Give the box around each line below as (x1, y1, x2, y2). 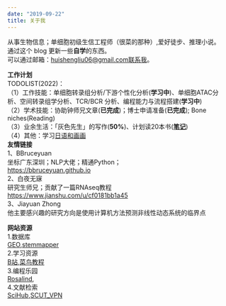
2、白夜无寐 (7, 174, 43, 182)
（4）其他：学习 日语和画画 (7, 131, 86, 139)
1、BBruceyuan (7, 148, 52, 157)
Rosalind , (7, 274, 35, 283)
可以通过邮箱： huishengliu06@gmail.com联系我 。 (7, 55, 154, 64)
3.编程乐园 (7, 266, 38, 275)
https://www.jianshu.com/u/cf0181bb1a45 (7, 191, 128, 200)
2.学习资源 (7, 248, 38, 257)
